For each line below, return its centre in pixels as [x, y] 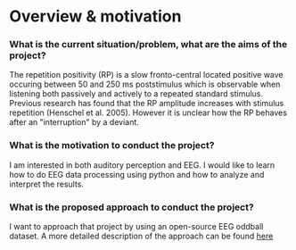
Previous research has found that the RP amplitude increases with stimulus [147, 104]
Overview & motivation [95, 17]
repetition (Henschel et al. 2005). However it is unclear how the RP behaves [148, 112]
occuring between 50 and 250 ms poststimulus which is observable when [145, 84]
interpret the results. [47, 184]
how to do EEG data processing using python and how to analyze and [137, 174]
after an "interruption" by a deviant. [74, 122]
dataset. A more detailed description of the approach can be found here [141, 236]
